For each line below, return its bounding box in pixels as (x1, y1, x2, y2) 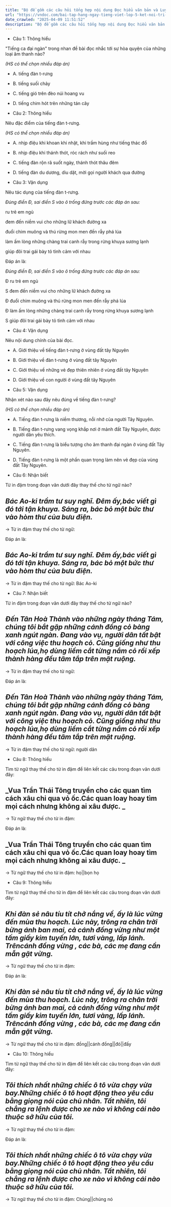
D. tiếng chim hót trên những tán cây (12, 100, 90, 107)
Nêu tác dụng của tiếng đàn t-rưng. (5, 189, 80, 195)
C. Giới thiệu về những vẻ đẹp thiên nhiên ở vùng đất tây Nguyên (12, 367, 149, 373)
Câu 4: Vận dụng (12, 327, 48, 334)
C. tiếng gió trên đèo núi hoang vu (12, 90, 84, 97)
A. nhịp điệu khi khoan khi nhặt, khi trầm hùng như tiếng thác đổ (12, 140, 148, 146)
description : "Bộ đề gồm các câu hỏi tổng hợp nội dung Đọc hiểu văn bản (5, 21, 165, 27)
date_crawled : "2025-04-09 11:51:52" (5, 17, 85, 22)
